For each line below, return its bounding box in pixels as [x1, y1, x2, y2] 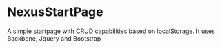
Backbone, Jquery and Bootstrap [7, 34, 101, 42]
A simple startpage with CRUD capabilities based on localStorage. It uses [7, 27, 215, 35]
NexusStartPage [7, 4, 103, 20]
